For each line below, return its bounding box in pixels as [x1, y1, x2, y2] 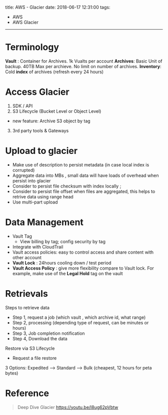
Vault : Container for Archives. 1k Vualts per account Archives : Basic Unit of [5, 58, 162, 64]
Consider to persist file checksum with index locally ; [12, 183, 121, 189]
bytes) [5, 370, 18, 376]
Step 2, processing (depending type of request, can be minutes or [12, 319, 149, 325]
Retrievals [5, 288, 48, 299]
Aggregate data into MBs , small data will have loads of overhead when [12, 172, 159, 178]
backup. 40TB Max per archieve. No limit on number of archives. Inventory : [5, 63, 161, 69]
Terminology [5, 42, 59, 53]
